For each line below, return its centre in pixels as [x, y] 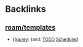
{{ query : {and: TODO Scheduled [45, 39]
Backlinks [26, 9]
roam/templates [30, 27]
